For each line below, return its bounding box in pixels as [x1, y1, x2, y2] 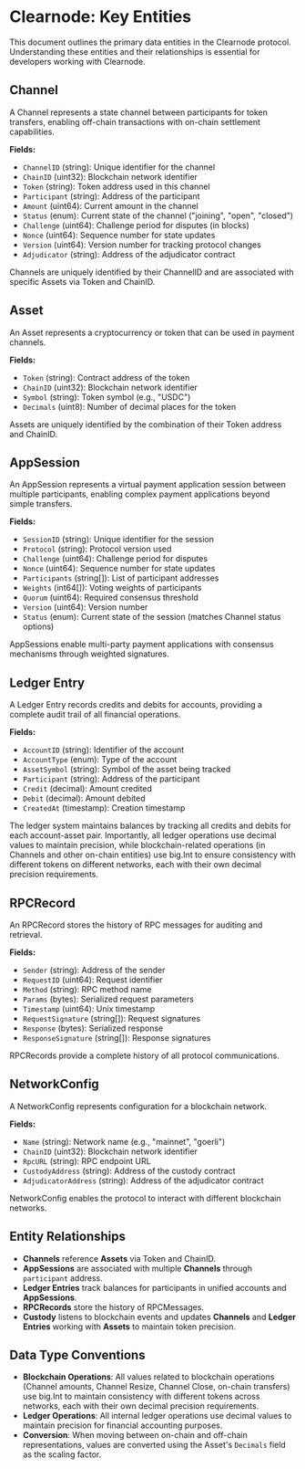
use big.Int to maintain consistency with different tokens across [22, 1390, 260, 1402]
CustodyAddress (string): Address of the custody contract [22, 1165, 236, 1176]
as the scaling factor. [22, 1449, 102, 1460]
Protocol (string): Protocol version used [22, 543, 172, 554]
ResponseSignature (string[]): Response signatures [22, 1033, 211, 1043]
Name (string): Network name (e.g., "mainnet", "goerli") [22, 1136, 226, 1147]
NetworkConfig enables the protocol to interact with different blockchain [9, 1192, 281, 1203]
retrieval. [9, 929, 43, 939]
